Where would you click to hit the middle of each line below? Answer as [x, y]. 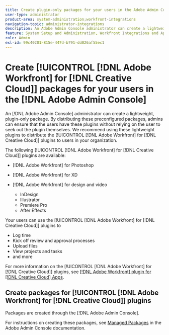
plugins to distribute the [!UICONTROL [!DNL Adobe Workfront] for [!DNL [81, 135]
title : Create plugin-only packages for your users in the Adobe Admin [82, 10]
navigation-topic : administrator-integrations [55, 24]
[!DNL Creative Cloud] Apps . [35, 277]
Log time [22, 235]
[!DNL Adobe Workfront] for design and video [60, 185]
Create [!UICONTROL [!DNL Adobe [78, 67]
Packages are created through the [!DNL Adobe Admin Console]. [72, 313]
